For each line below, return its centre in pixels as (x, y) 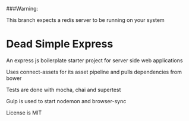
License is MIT (24, 113)
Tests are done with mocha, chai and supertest (64, 90)
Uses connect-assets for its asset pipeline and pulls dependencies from (94, 72)
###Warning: (22, 9)
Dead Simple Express (60, 44)
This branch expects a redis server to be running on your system (85, 20)
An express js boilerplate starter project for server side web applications (94, 60)
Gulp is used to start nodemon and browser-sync (66, 101)
